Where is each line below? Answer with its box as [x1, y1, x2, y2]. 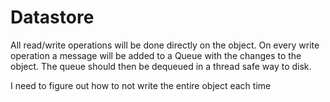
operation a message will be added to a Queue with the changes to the [10, 49, 302, 61]
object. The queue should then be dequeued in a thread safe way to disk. [10, 60, 312, 72]
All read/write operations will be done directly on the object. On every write [10, 39, 320, 51]
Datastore [10, 6, 95, 29]
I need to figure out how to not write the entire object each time [10, 79, 272, 91]
